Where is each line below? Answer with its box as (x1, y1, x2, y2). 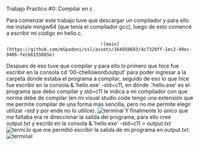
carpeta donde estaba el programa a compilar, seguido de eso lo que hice (6, 75, 189, 82)
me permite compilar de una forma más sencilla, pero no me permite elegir (6, 100, 191, 108)
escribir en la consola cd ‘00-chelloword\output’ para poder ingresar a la (6, 69, 186, 76)
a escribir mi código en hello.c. (6, 29, 83, 37)
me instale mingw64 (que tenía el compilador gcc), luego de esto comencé (6, 23, 192, 30)
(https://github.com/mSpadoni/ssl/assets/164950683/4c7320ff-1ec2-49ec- (6, 46, 192, 52)
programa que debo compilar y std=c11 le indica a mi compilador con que (6, 88, 188, 95)
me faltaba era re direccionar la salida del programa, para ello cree (6, 114, 171, 120)
